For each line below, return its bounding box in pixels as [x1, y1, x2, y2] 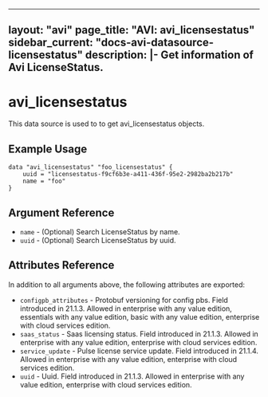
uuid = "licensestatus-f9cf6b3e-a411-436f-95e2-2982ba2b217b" [22, 171, 234, 179]
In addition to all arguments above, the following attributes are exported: [8, 280, 246, 289]
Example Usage [8, 142, 88, 155]
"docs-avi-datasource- [95, 36, 214, 49]
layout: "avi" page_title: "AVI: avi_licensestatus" [8, 23, 255, 37]
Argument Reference [8, 206, 115, 219]
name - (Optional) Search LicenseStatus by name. [19, 226, 181, 236]
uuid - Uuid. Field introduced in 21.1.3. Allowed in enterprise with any [19, 371, 245, 381]
